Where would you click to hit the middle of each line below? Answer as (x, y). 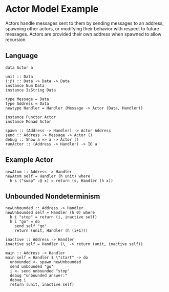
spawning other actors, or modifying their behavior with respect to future (82, 28)
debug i (18, 280)
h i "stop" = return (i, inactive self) (54, 217)
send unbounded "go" (32, 267)
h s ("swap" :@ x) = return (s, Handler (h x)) (62, 180)
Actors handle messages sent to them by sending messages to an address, (84, 23)
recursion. (16, 40)
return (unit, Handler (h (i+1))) (51, 231)
